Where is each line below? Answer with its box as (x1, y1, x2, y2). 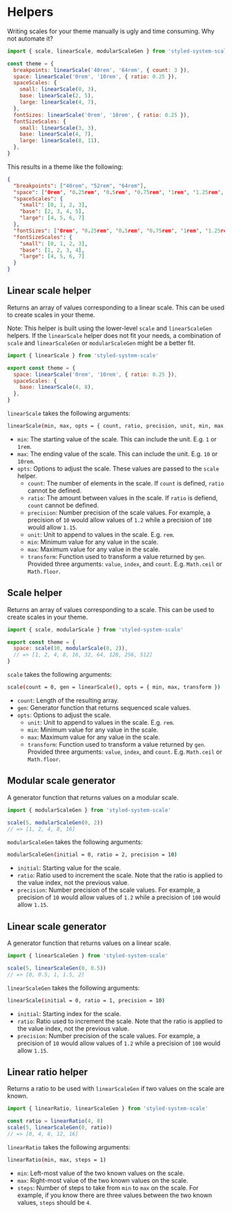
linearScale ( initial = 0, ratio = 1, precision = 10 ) (7, 997, 166, 1004)
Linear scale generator (7, 920, 107, 933)
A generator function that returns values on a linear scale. (7, 939, 171, 947)
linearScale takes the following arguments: (7, 409, 131, 417)
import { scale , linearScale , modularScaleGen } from (7, 48, 166, 55)
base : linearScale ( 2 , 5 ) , (19, 93, 95, 99)
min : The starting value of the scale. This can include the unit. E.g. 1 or (17, 434, 217, 443)
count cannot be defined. (27, 501, 99, 509)
